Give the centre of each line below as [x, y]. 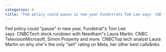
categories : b [20, 10]
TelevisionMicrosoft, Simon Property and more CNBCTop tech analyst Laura [83, 39]
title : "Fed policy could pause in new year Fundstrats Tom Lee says [78, 14]
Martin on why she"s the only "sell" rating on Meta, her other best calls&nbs [82, 44]
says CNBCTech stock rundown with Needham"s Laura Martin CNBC [77, 34]
